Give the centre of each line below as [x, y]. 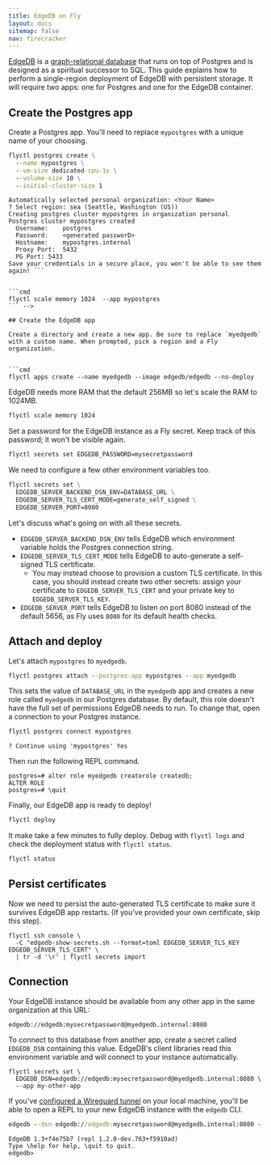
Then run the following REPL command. [74, 761]
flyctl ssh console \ [45, 935]
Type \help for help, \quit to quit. [72, 1146]
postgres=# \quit [38, 790]
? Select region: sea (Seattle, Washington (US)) [94, 207]
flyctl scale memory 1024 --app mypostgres [84, 299]
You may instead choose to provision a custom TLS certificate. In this [147, 573]
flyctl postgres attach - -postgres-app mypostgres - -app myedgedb [122, 676]
